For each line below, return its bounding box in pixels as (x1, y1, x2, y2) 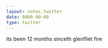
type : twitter (6, 19, 42, 25)
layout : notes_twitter (6, 8, 62, 15)
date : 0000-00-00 (6, 14, 49, 20)
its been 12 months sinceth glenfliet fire (6, 36, 103, 43)
